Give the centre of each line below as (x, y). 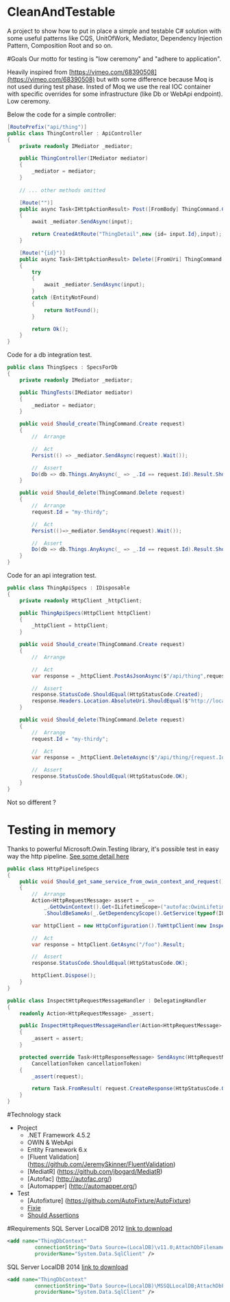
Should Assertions (53, 1215)
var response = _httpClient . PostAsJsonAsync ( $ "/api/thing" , (119, 676)
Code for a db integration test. (50, 355)
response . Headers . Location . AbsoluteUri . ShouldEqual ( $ (110, 701)
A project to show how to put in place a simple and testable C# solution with (114, 31)
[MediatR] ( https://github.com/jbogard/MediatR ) (95, 1171)
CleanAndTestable (61, 12)
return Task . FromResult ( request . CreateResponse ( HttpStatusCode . (127, 1089)
